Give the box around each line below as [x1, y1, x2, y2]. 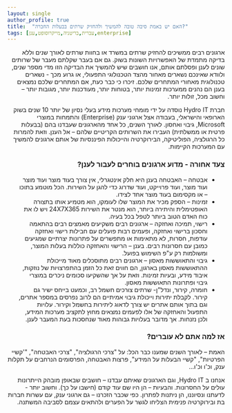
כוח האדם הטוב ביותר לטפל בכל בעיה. [108, 212, 208, 220]
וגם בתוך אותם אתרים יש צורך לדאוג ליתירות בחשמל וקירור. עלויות [37, 300, 208, 308]
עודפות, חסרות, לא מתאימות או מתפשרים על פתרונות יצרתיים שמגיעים [24, 234, 208, 242]
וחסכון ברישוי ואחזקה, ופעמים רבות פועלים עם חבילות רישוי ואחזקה [35, 227, 208, 235]
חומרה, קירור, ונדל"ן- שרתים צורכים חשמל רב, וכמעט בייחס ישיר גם [33, 285, 208, 294]
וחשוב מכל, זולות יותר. [167, 93, 225, 101]
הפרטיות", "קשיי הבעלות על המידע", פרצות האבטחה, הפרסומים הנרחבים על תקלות [8, 355, 225, 363]
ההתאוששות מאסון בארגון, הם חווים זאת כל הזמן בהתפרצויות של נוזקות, [22, 263, 208, 271]
